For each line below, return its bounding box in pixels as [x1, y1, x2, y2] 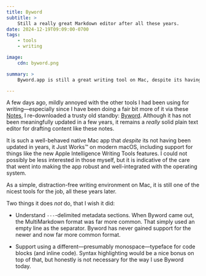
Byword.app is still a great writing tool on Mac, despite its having [17, 77, 202, 83]
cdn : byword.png [17, 59, 59, 66]
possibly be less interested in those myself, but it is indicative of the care [6, 156, 190, 164]
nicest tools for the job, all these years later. [6, 188, 117, 195]
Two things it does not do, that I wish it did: [6, 200, 115, 207]
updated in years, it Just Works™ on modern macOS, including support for [6, 144, 193, 151]
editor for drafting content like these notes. [6, 125, 115, 132]
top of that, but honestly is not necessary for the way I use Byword [15, 256, 184, 264]
